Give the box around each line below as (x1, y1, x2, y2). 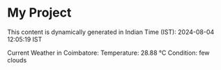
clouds (7, 55, 27, 64)
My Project (7, 5, 72, 21)
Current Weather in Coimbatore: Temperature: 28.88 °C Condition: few (7, 49, 211, 57)
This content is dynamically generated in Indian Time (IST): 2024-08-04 (7, 28, 215, 36)
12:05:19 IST (7, 35, 43, 43)
